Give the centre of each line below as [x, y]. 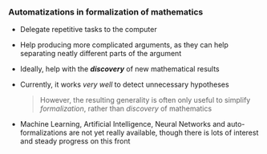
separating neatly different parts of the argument [101, 54]
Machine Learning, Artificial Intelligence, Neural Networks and [123, 124]
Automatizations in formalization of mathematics [106, 12]
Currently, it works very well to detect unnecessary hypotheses [125, 85]
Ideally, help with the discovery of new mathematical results [119, 69]
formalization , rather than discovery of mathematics [126, 109]
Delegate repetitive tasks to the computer [89, 30]
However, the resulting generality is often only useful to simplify [145, 100]
